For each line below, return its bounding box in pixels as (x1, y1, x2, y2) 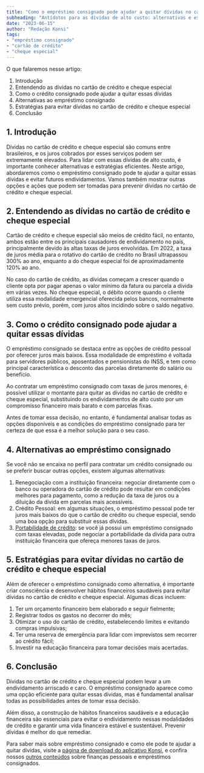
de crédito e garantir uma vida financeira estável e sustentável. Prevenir (6, 722, 186, 729)
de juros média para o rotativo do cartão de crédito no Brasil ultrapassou (6, 251, 188, 259)
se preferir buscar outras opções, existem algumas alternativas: (6, 467, 166, 474)
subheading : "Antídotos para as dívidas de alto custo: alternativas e (6, 15, 191, 21)
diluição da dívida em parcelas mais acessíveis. (15, 498, 134, 505)
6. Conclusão (6, 662, 58, 672)
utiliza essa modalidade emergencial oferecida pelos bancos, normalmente (6, 295, 194, 303)
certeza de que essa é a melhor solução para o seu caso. (6, 427, 150, 434)
